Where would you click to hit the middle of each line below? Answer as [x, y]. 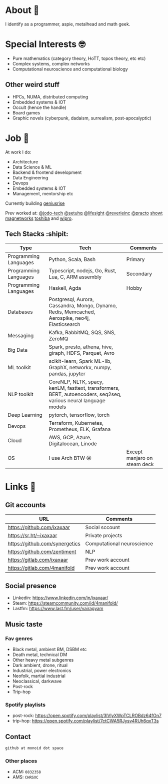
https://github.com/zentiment [42, 552]
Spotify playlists [25, 705]
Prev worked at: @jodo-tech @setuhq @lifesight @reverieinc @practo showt [84, 213]
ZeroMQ [58, 339]
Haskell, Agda [65, 288]
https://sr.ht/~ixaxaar [32, 536]
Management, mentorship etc [43, 193]
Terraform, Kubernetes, [76, 423]
